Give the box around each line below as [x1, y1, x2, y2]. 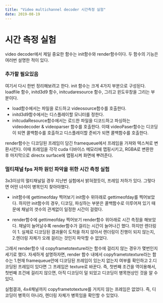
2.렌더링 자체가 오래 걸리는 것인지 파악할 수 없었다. [12, 235, 109, 241]
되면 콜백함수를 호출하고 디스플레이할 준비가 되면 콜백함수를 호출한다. [17, 130, 149, 136]
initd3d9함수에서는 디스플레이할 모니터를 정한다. [12, 111, 105, 117]
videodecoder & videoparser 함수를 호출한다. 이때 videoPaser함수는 [12, 123, 145, 129]
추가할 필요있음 [5, 71, 39, 78]
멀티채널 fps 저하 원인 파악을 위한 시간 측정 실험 [5, 165, 109, 172]
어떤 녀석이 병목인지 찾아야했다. [10, 184, 70, 190]
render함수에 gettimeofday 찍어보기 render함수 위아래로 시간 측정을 [12, 217, 144, 222]
